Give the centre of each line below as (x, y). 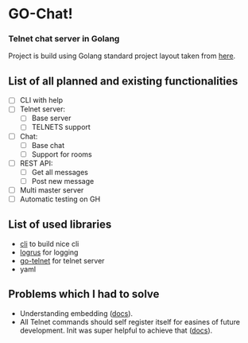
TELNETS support (61, 127)
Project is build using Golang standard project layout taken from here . (122, 56)
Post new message (63, 181)
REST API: (36, 163)
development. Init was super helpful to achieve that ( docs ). (116, 330)
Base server (51, 118)
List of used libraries (60, 225)
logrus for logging (49, 252)
